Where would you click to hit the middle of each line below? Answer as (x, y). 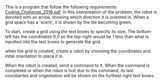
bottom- (145, 31)
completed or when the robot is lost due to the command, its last (69, 71)
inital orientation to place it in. (34, 56)
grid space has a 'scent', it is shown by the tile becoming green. (68, 22)
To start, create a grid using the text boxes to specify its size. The (70, 31)
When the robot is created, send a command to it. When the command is (77, 65)
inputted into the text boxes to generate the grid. (53, 42)
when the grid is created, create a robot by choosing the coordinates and (78, 51)
